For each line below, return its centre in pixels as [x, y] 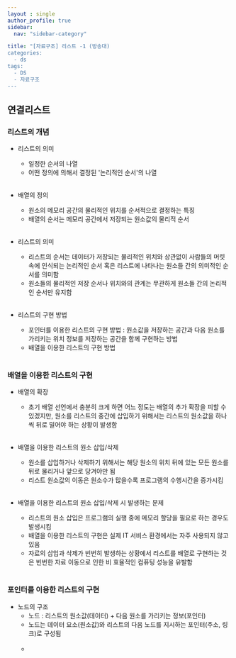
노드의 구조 [33, 606]
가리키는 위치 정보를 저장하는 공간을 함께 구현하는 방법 [103, 339]
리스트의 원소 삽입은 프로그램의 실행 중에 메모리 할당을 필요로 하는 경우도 [128, 518]
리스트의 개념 [28, 132]
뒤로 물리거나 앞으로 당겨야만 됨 [72, 472]
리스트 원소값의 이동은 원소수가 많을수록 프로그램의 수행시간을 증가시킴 [126, 480]
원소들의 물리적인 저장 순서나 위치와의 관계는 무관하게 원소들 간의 [118, 284]
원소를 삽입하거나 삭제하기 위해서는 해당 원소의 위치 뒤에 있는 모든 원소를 [128, 462]
